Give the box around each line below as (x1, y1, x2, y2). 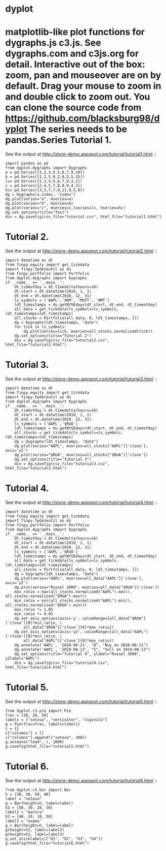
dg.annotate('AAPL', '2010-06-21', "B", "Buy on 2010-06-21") (14, 642, 148, 648)
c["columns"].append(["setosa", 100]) (5, 735, 87, 740)
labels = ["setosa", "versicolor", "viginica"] (5, 717, 108, 722)
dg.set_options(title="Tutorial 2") (14, 333, 92, 338)
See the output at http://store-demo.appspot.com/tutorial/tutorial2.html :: (5, 248, 157, 254)
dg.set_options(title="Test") (5, 210, 69, 215)
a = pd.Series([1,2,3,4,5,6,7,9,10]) (5, 170, 85, 175)
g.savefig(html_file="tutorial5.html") (5, 744, 90, 749)
